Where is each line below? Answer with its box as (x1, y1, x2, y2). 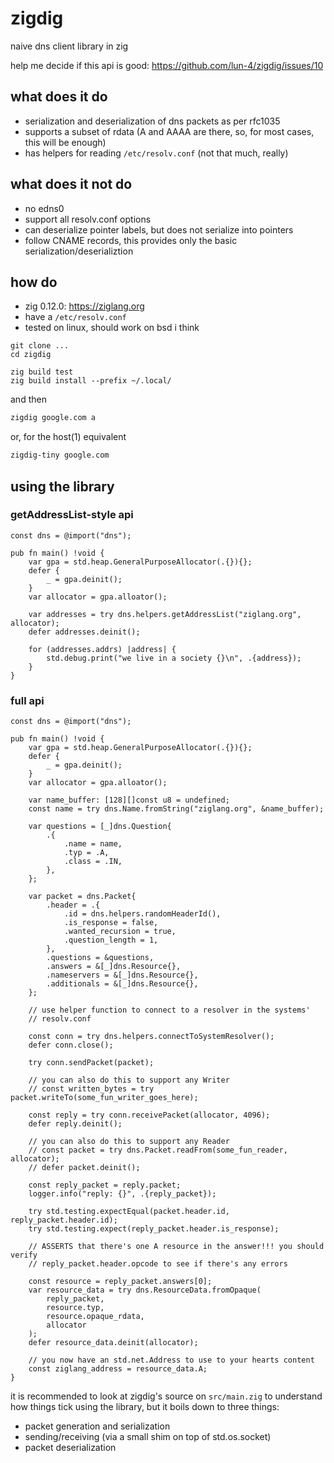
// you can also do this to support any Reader (28, 1137, 230, 1147)
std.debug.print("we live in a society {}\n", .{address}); (46, 653, 302, 663)
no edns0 (24, 202, 65, 214)
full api (10, 693, 45, 707)
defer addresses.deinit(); (28, 627, 141, 637)
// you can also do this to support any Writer (28, 1075, 230, 1086)
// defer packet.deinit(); (28, 1163, 141, 1173)
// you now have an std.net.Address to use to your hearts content (28, 1355, 315, 1366)
